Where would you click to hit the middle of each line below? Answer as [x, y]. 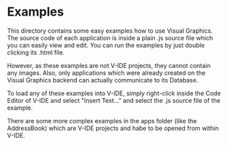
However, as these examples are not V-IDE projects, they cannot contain [109, 65]
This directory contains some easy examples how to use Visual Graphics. [110, 31]
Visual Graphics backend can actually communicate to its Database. [103, 80]
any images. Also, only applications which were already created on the [106, 73]
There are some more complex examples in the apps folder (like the [102, 120]
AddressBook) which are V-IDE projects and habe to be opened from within [113, 128]
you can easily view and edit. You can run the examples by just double [106, 45]
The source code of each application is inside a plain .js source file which [110, 37]
